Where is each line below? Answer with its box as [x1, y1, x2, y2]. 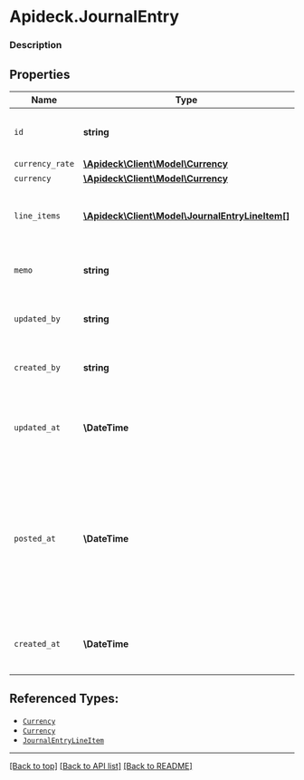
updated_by [14, 313, 61, 323]
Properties [9, 66, 71, 82]
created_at [14, 639, 61, 649]
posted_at [14, 533, 56, 544]
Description [9, 39, 62, 52]
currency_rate [14, 159, 75, 169]
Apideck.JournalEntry [9, 6, 179, 27]
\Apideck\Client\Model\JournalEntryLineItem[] [82, 209, 290, 222]
